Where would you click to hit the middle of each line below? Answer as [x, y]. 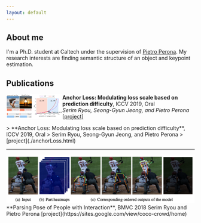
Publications [30, 83]
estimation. [20, 64]
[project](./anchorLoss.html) [41, 141]
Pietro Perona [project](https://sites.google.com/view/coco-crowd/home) [97, 214]
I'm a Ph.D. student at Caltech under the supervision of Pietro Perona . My [97, 52]
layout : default [26, 13]
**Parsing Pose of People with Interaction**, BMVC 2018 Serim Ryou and [97, 207]
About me [25, 38]
